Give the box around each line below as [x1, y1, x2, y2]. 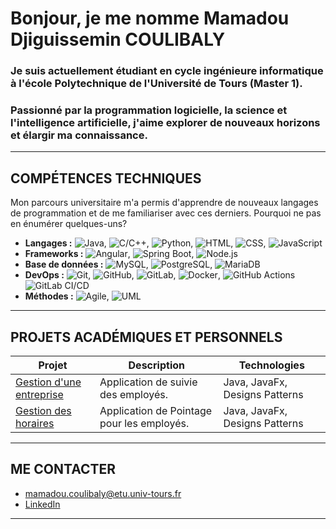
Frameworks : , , [24, 248, 195, 260]
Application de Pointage [99, 404, 213, 418]
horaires [15, 417, 55, 431]
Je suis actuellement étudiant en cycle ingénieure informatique [10, 64, 324, 78]
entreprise [15, 388, 64, 402]
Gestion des [15, 404, 72, 418]
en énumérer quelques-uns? [10, 218, 128, 230]
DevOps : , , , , [24, 269, 221, 281]
